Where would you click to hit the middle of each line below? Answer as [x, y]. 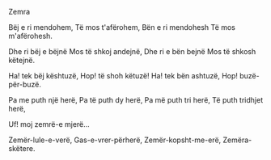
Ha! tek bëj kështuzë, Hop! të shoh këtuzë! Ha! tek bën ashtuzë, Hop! [123, 76]
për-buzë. [25, 84]
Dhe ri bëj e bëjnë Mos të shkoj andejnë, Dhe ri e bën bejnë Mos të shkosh [132, 51]
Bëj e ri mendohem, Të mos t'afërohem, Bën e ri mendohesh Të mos [122, 27]
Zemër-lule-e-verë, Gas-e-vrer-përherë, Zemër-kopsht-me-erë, [115, 140]
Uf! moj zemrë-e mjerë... [49, 124]
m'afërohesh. [30, 36]
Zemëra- [237, 140]
